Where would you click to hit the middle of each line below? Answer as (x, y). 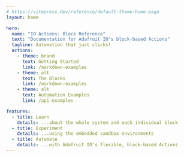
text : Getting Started (50, 61)
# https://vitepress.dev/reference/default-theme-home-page (83, 12)
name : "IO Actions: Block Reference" (59, 34)
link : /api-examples (48, 101)
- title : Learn (31, 117)
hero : (13, 28)
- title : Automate (35, 139)
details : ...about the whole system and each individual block (98, 123)
